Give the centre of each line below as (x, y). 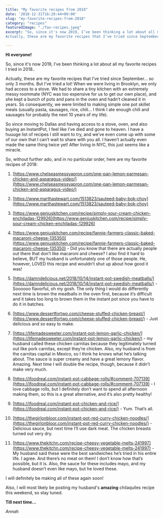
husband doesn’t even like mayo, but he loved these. (65, 469)
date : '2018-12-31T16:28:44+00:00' (41, 14)
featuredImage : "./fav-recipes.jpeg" (44, 28)
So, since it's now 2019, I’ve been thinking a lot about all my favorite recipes (81, 64)
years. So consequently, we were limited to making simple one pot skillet (78, 104)
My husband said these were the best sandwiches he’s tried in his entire (84, 453)
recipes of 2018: (22, 164)
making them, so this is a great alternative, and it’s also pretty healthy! (82, 394)
